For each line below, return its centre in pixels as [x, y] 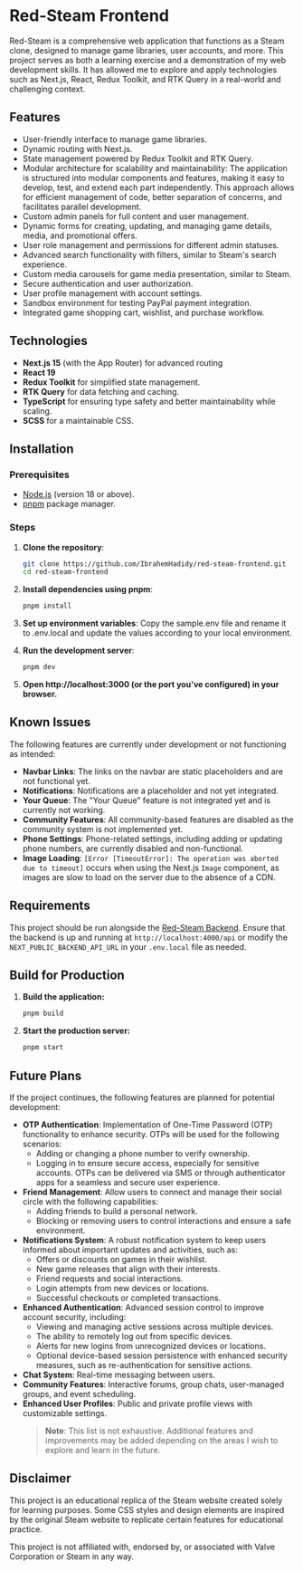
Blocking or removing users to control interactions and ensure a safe [164, 1221]
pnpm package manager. [69, 504]
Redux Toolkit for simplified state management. [111, 382]
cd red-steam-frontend [65, 572]
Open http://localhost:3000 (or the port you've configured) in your [151, 685]
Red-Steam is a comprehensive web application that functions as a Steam [147, 41]
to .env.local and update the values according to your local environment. [157, 633]
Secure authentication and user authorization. [108, 283]
